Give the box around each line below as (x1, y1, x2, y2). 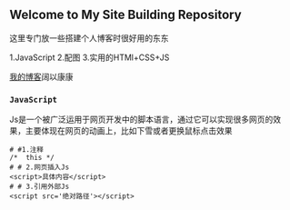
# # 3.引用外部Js (9, 182, 70, 192)
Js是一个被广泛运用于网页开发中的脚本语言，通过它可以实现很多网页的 (9, 114, 274, 125)
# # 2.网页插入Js (9, 163, 70, 172)
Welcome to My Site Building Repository (9, 7, 243, 23)
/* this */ (9, 154, 55, 163)
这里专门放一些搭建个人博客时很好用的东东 (9, 32, 169, 44)
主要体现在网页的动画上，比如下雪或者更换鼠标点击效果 (25, 125, 233, 136)
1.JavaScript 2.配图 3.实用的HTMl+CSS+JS (9, 52, 170, 63)
